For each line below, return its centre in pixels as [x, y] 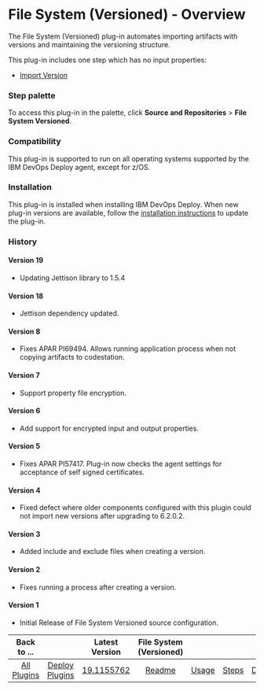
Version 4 [24, 490]
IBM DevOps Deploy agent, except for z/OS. [79, 167]
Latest [106, 641]
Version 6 [24, 411]
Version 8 [24, 331]
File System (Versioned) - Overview [127, 15]
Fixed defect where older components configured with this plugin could [135, 508]
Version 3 [24, 534]
